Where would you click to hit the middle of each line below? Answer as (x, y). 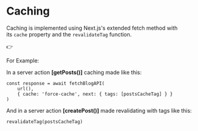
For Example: (23, 60)
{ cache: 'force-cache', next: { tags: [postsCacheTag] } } (95, 94)
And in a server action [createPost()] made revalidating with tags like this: (99, 110)
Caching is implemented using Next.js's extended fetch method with (92, 28)
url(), (26, 89)
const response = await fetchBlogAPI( (55, 83)
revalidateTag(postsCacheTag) (45, 122)
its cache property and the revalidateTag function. (69, 34)
